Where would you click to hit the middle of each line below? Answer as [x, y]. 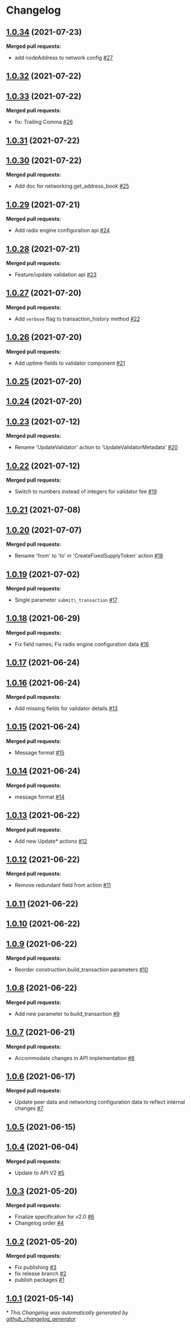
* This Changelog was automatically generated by [67, 1313]
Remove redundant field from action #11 [63, 885]
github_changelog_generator [41, 1319]
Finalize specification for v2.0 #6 [54, 1217]
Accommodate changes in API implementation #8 [75, 1058]
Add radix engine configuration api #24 [62, 230]
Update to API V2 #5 [39, 1173]
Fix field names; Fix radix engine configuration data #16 [82, 644]
